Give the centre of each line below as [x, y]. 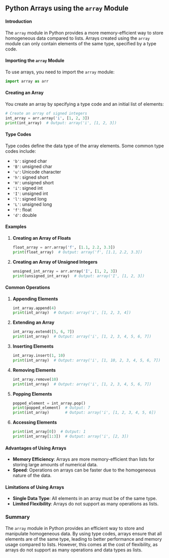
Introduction [19, 21]
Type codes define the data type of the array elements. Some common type [84, 146]
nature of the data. [32, 476]
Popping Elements [32, 394]
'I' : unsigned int [30, 193]
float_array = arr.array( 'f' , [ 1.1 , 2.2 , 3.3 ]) [64, 247]
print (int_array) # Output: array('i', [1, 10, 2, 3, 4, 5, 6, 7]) [87, 360]
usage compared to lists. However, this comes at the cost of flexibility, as [82, 544]
